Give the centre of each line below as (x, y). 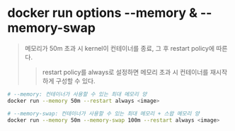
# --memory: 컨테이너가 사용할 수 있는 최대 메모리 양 (77, 94)
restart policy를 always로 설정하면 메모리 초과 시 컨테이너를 (125, 72)
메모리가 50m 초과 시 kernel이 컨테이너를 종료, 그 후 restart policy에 (119, 48)
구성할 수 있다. (75, 81)
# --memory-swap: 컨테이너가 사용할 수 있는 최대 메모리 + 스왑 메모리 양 (103, 113)
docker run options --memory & (103, 13)
